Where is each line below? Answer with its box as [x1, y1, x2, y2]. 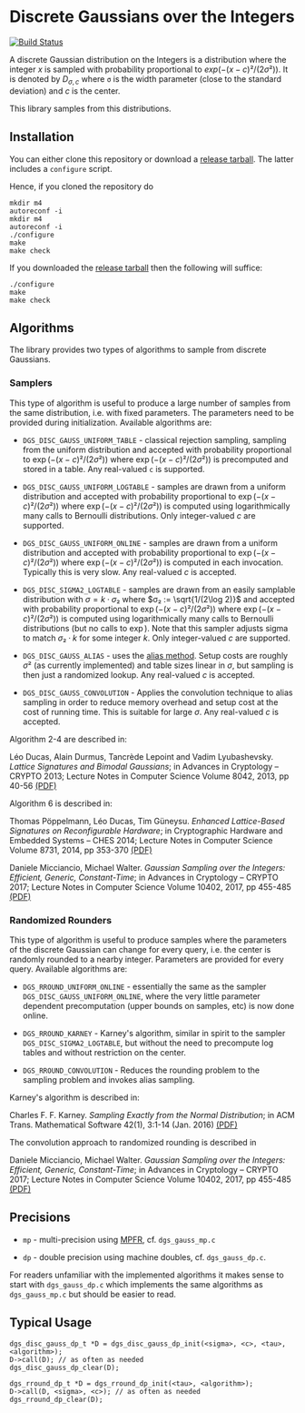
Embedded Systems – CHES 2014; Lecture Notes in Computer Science [9, 834, 273, 845]
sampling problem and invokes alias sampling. [22, 1074, 195, 1085]
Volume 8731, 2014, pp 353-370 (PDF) [9, 844, 152, 855]
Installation [9, 129, 74, 145]
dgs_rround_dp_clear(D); [9, 1395, 103, 1404]
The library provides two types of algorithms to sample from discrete [9, 344, 267, 356]
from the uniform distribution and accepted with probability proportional [22, 444, 292, 455]
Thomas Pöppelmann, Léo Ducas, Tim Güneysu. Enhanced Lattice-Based [9, 815, 285, 826]
